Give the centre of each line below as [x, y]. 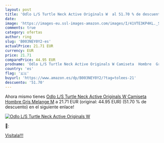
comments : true [20, 28]
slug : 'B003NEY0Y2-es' [28, 42]
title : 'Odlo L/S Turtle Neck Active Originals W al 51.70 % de [73, 14]
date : [10, 19]
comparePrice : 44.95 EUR [30, 60]
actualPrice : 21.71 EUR [29, 46]
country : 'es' [20, 69]
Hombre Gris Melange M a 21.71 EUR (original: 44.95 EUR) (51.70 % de [76, 101]
